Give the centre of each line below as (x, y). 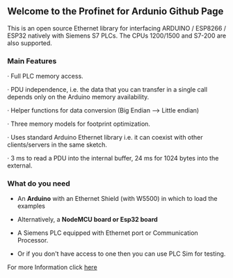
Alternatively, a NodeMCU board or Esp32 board (87, 220)
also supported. (30, 43)
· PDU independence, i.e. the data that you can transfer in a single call (107, 90)
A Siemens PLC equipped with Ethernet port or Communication (107, 233)
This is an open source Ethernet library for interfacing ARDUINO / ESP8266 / (117, 28)
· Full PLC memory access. (45, 76)
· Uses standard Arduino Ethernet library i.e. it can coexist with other (105, 138)
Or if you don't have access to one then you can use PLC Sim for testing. (121, 254)
